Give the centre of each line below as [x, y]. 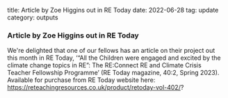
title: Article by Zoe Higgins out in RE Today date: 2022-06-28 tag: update [113, 10]
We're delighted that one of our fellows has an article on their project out [111, 51]
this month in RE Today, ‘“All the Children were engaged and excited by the [114, 58]
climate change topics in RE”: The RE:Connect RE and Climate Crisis [104, 65]
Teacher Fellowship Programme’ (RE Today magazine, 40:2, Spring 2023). [113, 73]
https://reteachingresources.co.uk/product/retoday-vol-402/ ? [96, 88]
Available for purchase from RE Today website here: [81, 80]
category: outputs [33, 17]
